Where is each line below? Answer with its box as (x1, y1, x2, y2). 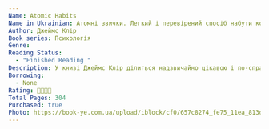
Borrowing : (8, 71, 45, 79)
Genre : (8, 42, 30, 50)
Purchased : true (8, 101, 62, 109)
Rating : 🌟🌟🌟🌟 (8, 86, 52, 95)
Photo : (8, 109, 30, 117)
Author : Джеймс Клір (8, 26, 78, 34)
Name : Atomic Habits (8, 11, 78, 20)
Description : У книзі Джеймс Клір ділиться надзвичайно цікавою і (8, 64, 235, 72)
